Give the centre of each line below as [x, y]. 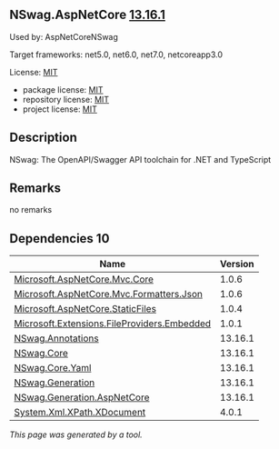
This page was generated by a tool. [76, 434]
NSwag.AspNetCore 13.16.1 [88, 15]
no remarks [31, 210]
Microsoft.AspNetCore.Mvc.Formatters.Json [108, 294]
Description [43, 138]
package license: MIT [63, 89]
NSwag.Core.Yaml [53, 368]
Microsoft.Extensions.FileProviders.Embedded [113, 324]
